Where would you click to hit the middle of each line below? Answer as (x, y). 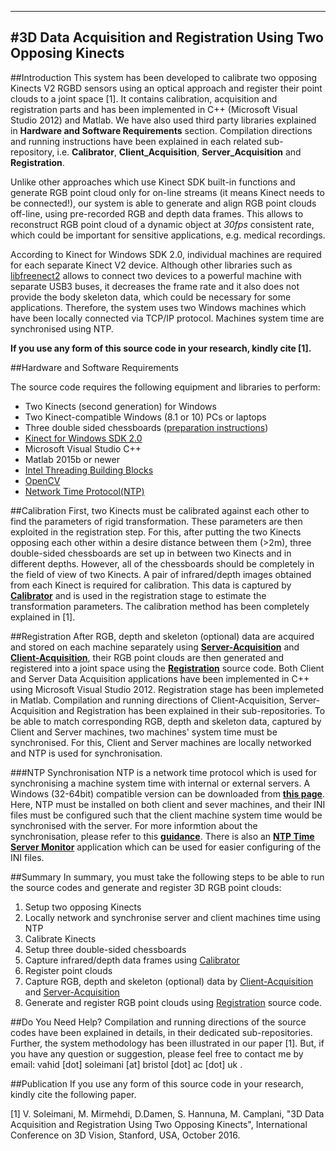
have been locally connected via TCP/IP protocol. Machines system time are (167, 318)
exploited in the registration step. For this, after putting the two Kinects (156, 532)
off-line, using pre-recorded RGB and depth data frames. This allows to (157, 213)
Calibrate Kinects (60, 938)
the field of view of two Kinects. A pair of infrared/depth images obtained (161, 574)
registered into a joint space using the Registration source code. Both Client (167, 668)
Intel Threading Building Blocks (89, 470)
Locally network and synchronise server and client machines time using (172, 917)
